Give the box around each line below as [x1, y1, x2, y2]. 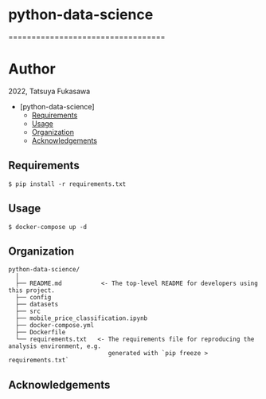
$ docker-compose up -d [8, 223, 88, 231]
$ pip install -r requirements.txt [8, 180, 127, 188]
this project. [8, 286, 56, 294]
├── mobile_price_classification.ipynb [15, 314, 148, 322]
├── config [15, 294, 52, 302]
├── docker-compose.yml [15, 322, 94, 330]
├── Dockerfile [15, 329, 66, 337]
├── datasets [15, 301, 59, 309]
